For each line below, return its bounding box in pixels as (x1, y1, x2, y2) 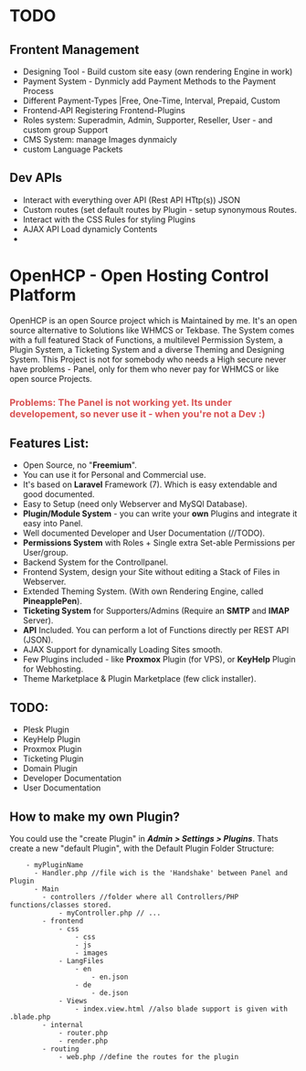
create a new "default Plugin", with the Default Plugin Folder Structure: (9, 843, 275, 854)
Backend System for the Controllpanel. (22, 557, 169, 567)
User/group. (22, 547, 69, 558)
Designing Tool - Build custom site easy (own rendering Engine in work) (22, 66, 293, 77)
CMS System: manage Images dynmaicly (22, 134, 178, 144)
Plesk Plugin (22, 724, 70, 736)
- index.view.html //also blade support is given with (74, 1004, 288, 1014)
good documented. (22, 489, 95, 500)
